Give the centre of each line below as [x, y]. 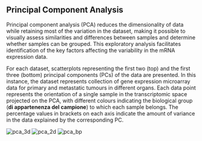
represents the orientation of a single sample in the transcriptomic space [97, 94]
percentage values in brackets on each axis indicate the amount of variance [101, 113]
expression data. [27, 56]
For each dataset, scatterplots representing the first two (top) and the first [98, 68]
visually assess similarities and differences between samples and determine [101, 37]
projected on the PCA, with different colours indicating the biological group [99, 100]
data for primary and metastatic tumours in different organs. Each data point [101, 88]
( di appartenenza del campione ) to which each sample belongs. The [92, 107]
